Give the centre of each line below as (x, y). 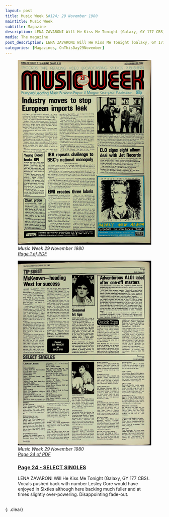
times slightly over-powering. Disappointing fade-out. (73, 494)
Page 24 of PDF (34, 454)
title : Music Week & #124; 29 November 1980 (52, 16)
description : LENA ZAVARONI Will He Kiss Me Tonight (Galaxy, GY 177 (80, 32)
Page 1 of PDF (32, 253)
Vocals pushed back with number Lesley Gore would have (78, 483)
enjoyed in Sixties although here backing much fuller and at (79, 489)
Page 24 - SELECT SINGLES (52, 467)
